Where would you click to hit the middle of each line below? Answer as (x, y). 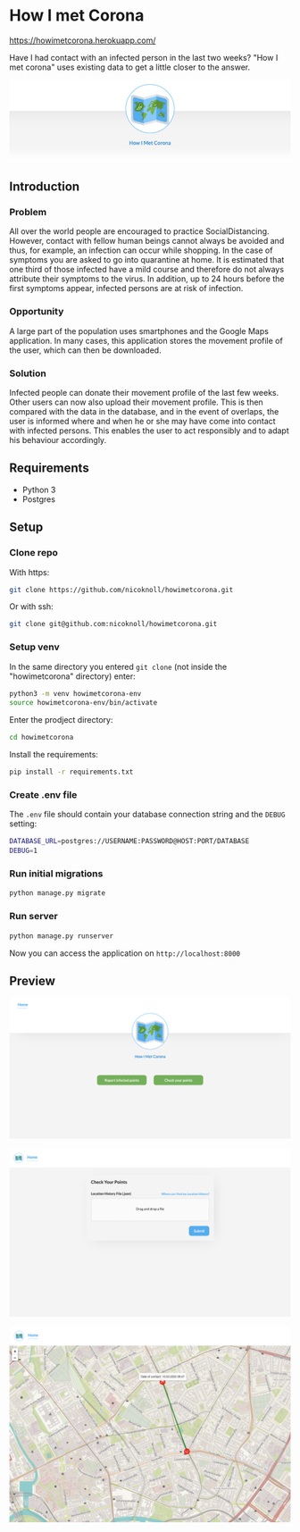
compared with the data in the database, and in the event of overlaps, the (144, 412)
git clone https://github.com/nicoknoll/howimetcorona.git (121, 590)
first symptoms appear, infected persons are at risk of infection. (126, 289)
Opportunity (37, 312)
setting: (23, 824)
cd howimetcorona (42, 738)
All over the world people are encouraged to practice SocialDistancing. (139, 231)
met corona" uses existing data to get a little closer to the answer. (130, 67)
